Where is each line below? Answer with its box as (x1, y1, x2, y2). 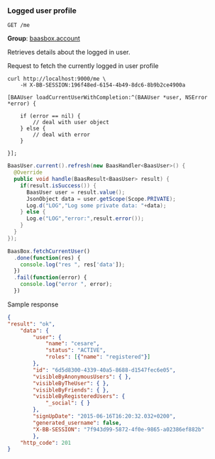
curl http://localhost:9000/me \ (7, 75, 106, 83)
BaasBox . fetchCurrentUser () (7, 248, 91, 255)
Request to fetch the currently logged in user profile (7, 62, 159, 70)
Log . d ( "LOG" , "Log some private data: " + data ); (26, 201, 167, 209)
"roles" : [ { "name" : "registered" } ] (45, 353, 151, 360)
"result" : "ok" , (7, 320, 55, 328)
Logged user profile (7, 6, 77, 16)
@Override (13, 169, 43, 176)
